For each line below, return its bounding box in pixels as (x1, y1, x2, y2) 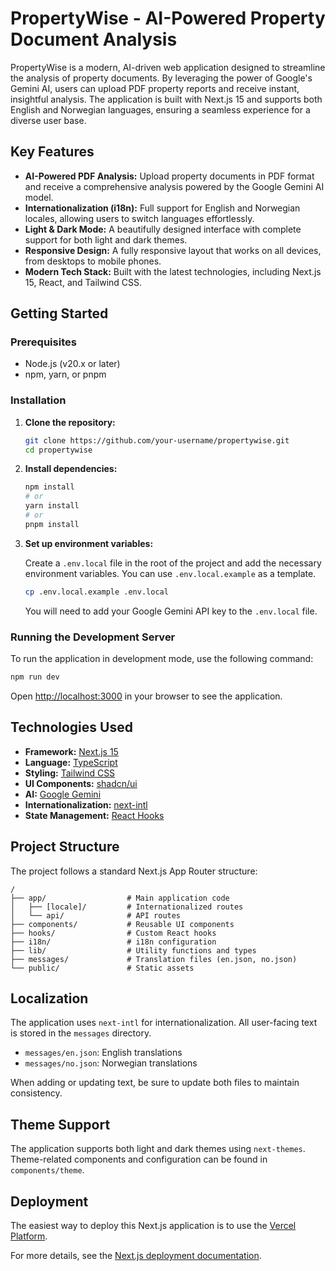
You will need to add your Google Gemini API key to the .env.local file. (24, 605, 318, 617)
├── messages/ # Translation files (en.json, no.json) (10, 954, 298, 964)
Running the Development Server (10, 630, 176, 644)
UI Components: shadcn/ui (24, 777, 138, 789)
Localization (10, 990, 89, 1007)
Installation (10, 393, 67, 407)
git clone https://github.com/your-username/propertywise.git (24, 435, 290, 446)
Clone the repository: (24, 416, 116, 428)
